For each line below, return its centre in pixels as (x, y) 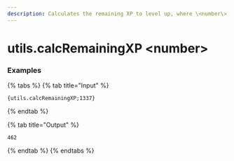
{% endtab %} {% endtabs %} (51, 150)
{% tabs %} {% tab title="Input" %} (58, 85)
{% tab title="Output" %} (43, 125)
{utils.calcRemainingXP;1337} (51, 99)
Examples (25, 70)
